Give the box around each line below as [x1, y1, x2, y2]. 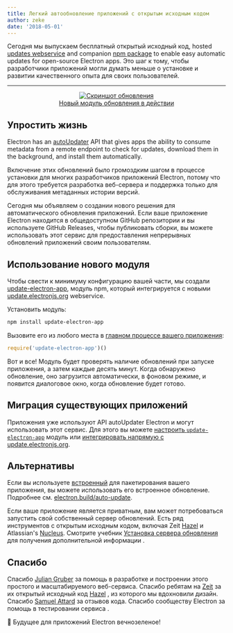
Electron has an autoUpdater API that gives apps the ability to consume [7, 138, 211, 146]
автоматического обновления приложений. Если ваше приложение [7, 209, 208, 217]
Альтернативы [7, 460, 75, 472]
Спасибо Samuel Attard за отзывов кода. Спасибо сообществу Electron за [7, 597, 225, 605]
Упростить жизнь [7, 119, 88, 131]
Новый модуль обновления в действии [58, 99, 175, 108]
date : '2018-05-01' [7, 23, 64, 30]
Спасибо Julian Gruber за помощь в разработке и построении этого [7, 575, 209, 584]
